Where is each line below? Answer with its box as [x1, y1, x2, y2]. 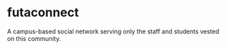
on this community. [7, 34, 62, 42]
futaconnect [7, 5, 79, 20]
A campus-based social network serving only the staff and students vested [7, 27, 220, 35]
